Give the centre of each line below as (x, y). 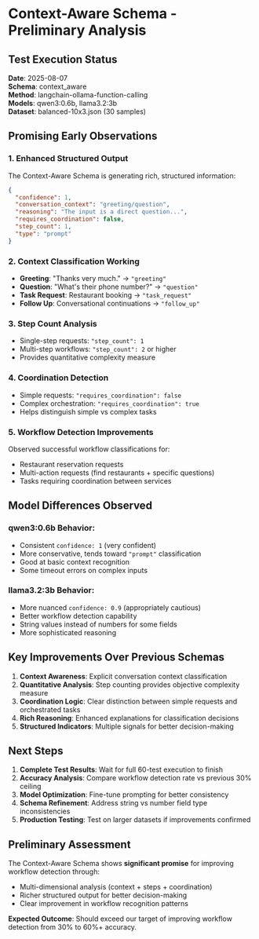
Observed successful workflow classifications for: (89, 449)
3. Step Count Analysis (53, 323)
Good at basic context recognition (75, 561)
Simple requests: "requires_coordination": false (100, 395)
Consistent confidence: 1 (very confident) (88, 545)
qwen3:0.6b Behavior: (52, 528)
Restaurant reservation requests (71, 464)
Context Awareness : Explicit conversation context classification (123, 676)
